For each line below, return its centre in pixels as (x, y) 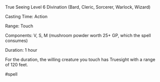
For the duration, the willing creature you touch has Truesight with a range (80, 60)
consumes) (16, 41)
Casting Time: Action (26, 16)
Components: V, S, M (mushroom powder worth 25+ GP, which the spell (78, 35)
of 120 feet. (17, 65)
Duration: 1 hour (21, 50)
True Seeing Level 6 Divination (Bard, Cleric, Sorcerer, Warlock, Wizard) (78, 7)
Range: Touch (19, 26)
